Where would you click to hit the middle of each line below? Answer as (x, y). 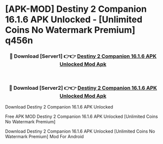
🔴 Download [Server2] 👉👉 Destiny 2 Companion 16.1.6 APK (83, 88)
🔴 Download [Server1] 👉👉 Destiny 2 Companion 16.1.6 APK (83, 56)
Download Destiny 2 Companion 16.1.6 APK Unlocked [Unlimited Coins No (80, 131)
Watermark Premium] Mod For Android (44, 136)
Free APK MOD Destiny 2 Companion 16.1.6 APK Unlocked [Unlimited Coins (81, 116)
